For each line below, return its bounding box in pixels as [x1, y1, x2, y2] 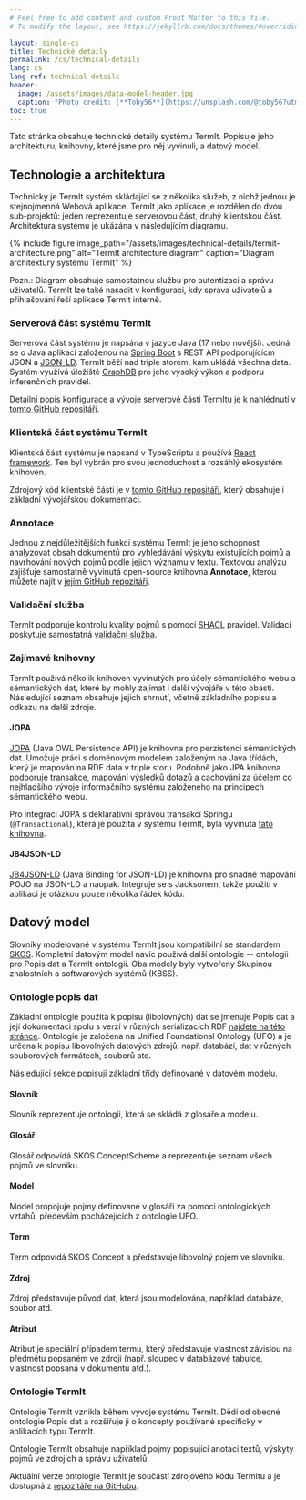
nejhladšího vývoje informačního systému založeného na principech [9, 781, 264, 792]
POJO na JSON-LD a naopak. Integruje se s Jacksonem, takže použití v [9, 879, 278, 890]
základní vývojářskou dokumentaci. [9, 494, 142, 505]
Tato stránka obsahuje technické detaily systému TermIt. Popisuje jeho [9, 131, 275, 142]
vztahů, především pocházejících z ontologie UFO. [9, 1210, 199, 1221]
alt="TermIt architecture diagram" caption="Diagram [76, 248, 275, 259]
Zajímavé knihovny [9, 652, 96, 665]
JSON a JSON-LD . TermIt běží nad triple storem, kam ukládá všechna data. [9, 357, 291, 368]
